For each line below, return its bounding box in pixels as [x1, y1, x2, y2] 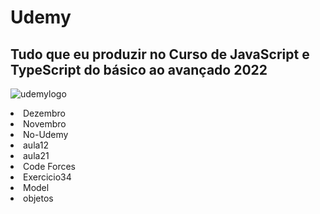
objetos [23, 192, 54, 204]
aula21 [23, 150, 50, 161]
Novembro [23, 118, 67, 130]
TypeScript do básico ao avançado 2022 [10, 61, 268, 78]
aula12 [23, 139, 50, 151]
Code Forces [23, 161, 76, 172]
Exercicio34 [23, 171, 72, 183]
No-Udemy [23, 129, 69, 140]
